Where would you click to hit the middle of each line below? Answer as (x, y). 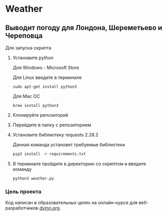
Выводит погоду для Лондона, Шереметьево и (84, 28)
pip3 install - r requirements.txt (49, 154)
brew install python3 (35, 105)
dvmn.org (50, 208)
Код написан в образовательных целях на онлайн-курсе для (71, 203)
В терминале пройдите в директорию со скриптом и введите (79, 164)
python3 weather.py (33, 178)
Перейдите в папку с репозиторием (52, 125)
